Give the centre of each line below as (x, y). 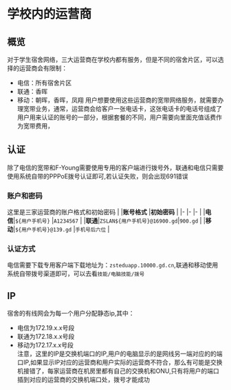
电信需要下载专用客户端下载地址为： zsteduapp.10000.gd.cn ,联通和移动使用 (113, 265)
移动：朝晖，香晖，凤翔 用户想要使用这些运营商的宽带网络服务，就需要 (117, 100)
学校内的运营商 (49, 14)
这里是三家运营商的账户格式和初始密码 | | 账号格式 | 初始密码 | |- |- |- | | (106, 212)
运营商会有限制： (43, 68)
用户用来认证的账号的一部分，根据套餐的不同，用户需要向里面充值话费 (117, 117)
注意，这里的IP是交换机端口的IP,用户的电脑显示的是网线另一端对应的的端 (120, 354)
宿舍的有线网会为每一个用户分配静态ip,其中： (71, 314)
